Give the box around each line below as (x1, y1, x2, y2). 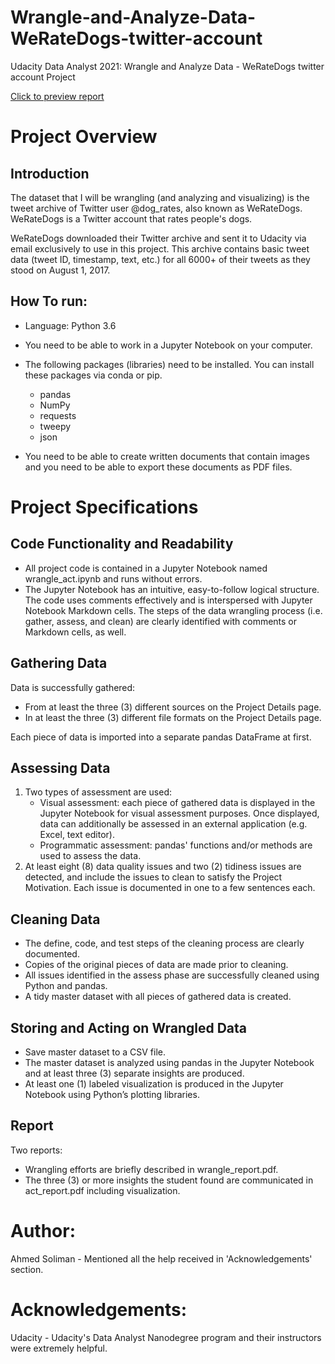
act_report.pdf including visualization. (24, 1184, 181, 1196)
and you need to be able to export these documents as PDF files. (24, 461, 293, 473)
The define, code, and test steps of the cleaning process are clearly (24, 937, 305, 950)
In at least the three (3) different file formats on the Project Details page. (24, 711, 322, 723)
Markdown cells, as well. (24, 626, 127, 638)
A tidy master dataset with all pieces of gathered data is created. (24, 991, 292, 1003)
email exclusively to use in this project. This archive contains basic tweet (10, 242, 310, 255)
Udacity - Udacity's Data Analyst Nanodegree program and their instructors (10, 1331, 322, 1343)
